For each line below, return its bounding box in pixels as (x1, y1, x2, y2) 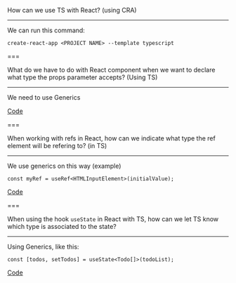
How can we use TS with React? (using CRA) (7, 6, 137, 14)
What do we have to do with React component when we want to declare (7, 66, 216, 74)
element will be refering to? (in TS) (7, 142, 107, 150)
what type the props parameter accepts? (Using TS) (7, 73, 158, 81)
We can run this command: (7, 26, 86, 34)
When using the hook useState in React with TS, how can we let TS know (7, 215, 219, 223)
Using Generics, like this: (7, 242, 79, 251)
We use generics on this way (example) (7, 162, 122, 170)
